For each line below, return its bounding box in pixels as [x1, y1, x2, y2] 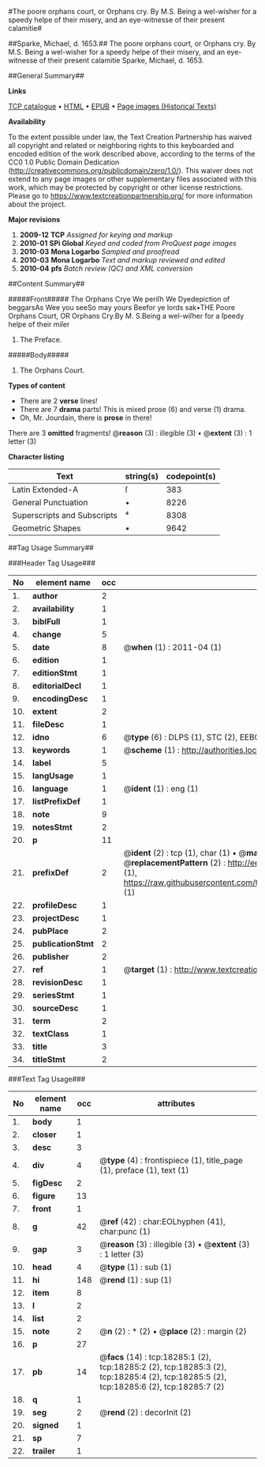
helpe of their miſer [8, 319, 70, 329]
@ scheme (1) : [123, 745, 180, 755]
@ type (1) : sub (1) [99, 1261, 172, 1272]
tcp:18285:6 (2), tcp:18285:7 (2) [99, 1382, 225, 1392]
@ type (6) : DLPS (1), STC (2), [123, 732, 238, 743]
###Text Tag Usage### [8, 1075, 86, 1083]
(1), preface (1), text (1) [99, 1165, 189, 1175]
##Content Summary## [8, 279, 85, 288]
